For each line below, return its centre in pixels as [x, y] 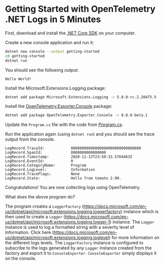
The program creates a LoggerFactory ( [45, 206]
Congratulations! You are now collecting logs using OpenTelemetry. [73, 188]
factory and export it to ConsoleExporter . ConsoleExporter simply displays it [81, 253]
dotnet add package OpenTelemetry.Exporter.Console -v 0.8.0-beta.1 [76, 115]
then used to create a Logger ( [35, 217]
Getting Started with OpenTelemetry [80, 9]
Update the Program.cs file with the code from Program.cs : [64, 125]
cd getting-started [25, 56]
